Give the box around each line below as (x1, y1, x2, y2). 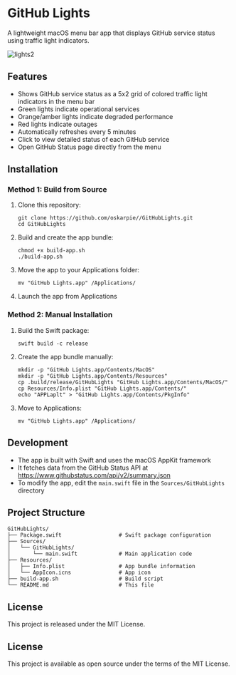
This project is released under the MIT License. (7, 620, 146, 629)
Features (7, 71, 48, 83)
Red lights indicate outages (17, 120, 98, 128)
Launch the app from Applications (17, 292, 117, 301)
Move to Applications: (17, 403, 82, 412)
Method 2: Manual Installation (7, 310, 113, 320)
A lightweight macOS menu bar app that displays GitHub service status (7, 29, 215, 37)
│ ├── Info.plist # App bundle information (7, 563, 195, 570)
